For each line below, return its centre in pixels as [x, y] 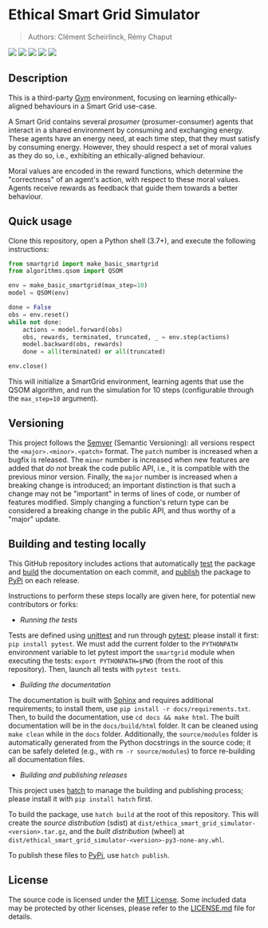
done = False [30, 308]
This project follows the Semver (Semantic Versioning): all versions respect [132, 442]
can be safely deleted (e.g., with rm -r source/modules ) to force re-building [132, 751]
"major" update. [35, 519]
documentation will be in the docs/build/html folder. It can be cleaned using [133, 725]
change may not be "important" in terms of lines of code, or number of [124, 493]
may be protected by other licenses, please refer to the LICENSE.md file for [132, 908]
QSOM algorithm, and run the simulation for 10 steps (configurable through [131, 390]
